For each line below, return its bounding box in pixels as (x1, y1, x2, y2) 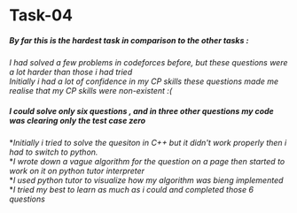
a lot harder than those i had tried (9, 67, 133, 78)
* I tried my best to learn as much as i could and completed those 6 (9, 185, 254, 195)
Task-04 (9, 5, 74, 26)
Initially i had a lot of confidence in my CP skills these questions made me (9, 76, 279, 87)
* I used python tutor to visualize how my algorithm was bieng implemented (9, 175, 284, 186)
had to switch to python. (9, 147, 98, 157)
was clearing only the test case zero (9, 115, 146, 126)
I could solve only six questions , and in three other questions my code (9, 105, 275, 116)
